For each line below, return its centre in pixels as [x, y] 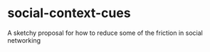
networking [24, 40]
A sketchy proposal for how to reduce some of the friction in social [105, 33]
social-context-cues [69, 13]
